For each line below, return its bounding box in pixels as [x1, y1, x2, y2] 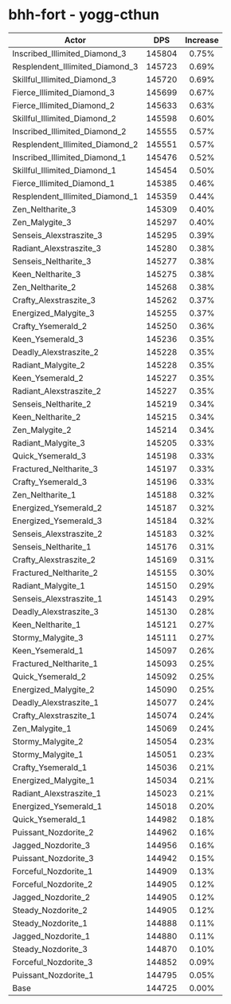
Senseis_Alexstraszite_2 [12, 528, 103, 539]
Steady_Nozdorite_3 [12, 943, 88, 954]
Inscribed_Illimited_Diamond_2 [12, 125, 127, 137]
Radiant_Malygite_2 [12, 359, 86, 371]
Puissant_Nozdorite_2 [12, 827, 94, 838]
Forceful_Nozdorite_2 [12, 879, 93, 890]
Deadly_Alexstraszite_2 [12, 346, 100, 357]
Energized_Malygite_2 [12, 684, 96, 695]
